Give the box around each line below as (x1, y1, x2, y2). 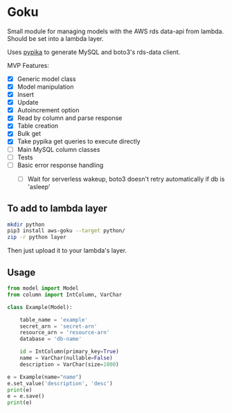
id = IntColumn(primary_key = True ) (19, 348, 119, 355)
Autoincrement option (17, 106, 80, 114)
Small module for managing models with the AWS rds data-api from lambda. (7, 27, 224, 35)
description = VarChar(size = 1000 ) (19, 361, 119, 368)
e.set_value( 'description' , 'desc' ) (7, 380, 113, 387)
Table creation (17, 122, 59, 130)
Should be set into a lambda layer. (7, 34, 104, 42)
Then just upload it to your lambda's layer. (7, 247, 127, 255)
